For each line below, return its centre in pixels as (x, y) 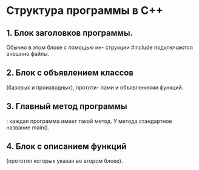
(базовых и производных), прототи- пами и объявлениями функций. (95, 87)
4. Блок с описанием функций (66, 147)
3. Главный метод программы (67, 106)
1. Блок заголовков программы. (70, 33)
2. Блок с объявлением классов (70, 73)
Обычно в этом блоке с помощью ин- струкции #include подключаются (99, 47)
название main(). (28, 127)
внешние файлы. (28, 54)
